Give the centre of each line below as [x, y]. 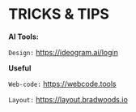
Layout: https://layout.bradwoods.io [68, 99]
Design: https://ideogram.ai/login [64, 52]
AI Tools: [23, 37]
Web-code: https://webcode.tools [63, 84]
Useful [20, 68]
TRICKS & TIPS [59, 14]
